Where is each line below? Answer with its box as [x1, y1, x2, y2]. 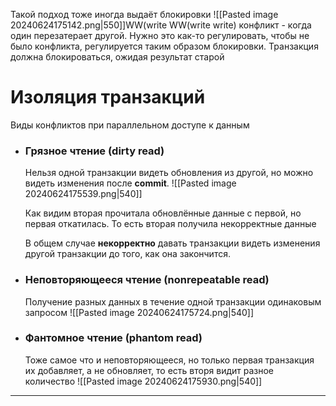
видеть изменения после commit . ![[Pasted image [24, 177, 237, 189]
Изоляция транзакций [10, 86, 206, 109]
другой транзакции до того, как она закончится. [24, 248, 231, 260]
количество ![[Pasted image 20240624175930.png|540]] [24, 375, 263, 387]
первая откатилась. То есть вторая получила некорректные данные [24, 218, 317, 230]
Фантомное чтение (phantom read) [24, 331, 203, 345]
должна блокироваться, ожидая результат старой [10, 51, 225, 63]
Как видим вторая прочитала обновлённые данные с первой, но [24, 207, 302, 219]
